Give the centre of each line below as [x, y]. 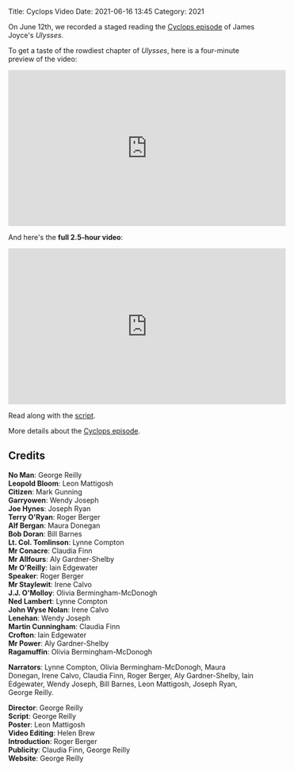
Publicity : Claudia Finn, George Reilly [69, 750]
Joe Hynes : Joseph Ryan [50, 508]
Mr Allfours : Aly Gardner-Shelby [61, 559]
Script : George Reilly [42, 716]
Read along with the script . [52, 416]
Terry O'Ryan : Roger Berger [54, 517]
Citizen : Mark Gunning [45, 491]
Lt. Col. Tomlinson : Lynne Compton [66, 542]
